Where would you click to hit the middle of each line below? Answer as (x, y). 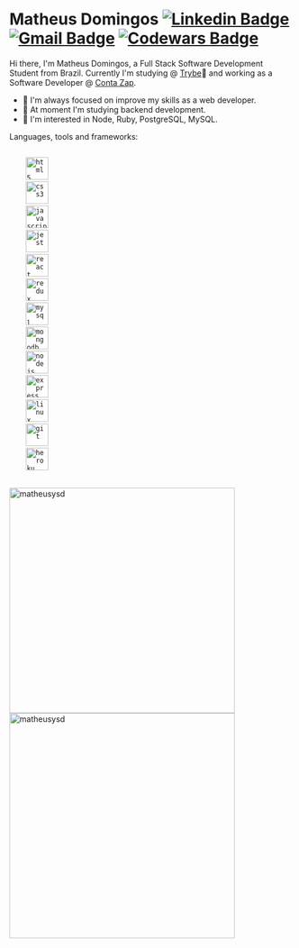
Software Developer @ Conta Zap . (73, 82)
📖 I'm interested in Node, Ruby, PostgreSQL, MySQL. (120, 119)
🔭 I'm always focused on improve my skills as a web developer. (139, 100)
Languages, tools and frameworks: (74, 136)
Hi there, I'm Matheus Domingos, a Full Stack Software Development (136, 63)
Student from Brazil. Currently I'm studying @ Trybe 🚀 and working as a (141, 73)
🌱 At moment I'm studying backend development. (114, 109)
